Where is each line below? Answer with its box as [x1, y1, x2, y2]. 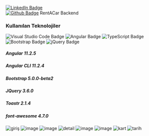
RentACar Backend [39, 10, 79, 16]
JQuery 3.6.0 [5, 88, 34, 94]
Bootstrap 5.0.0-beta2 [5, 75, 54, 81]
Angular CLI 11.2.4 [5, 63, 44, 69]
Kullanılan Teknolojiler [5, 22, 61, 29]
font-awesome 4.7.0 [5, 113, 49, 119]
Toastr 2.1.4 [5, 100, 31, 106]
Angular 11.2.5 [5, 50, 36, 56]
